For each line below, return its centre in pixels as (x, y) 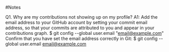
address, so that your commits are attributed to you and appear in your (80, 28)
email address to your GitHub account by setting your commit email (76, 22)
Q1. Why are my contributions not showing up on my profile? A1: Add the (81, 17)
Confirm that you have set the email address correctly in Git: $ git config (81, 38)
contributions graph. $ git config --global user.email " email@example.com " (84, 33)
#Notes (13, 7)
